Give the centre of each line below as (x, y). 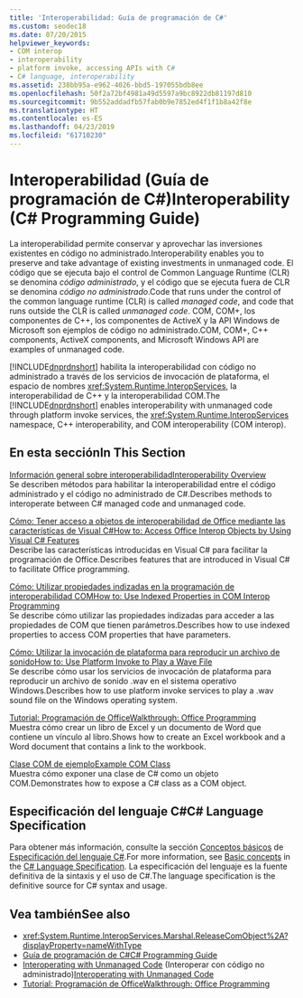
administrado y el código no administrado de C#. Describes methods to (141, 494)
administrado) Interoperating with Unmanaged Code (118, 974)
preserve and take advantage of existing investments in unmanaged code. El (151, 262)
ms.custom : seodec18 (48, 26)
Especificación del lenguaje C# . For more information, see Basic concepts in (150, 857)
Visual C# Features (45, 540)
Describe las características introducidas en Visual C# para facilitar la (138, 550)
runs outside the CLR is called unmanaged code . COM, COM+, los (132, 311)
